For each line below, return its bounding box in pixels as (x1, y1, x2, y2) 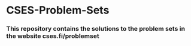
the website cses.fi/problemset (6, 32, 100, 40)
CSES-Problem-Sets (6, 4, 110, 17)
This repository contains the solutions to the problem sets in (6, 25, 186, 33)
